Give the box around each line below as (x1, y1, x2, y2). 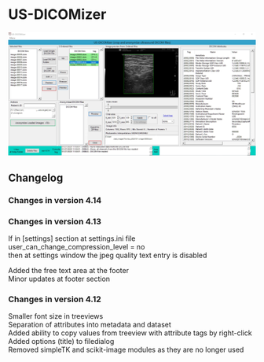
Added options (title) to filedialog (8, 337, 115, 346)
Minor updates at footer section (8, 274, 111, 284)
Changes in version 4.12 (8, 294, 102, 305)
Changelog (8, 171, 64, 184)
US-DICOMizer (8, 6, 107, 24)
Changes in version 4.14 (8, 194, 102, 205)
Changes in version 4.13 (8, 216, 102, 227)
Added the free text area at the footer (8, 266, 130, 275)
